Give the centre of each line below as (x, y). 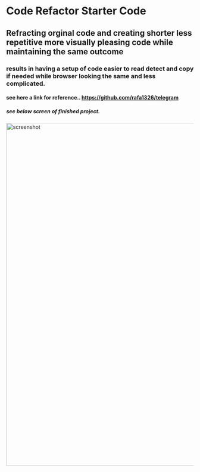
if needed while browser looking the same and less (81, 76)
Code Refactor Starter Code (76, 11)
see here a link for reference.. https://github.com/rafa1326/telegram (92, 98)
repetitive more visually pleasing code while (90, 42)
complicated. (26, 83)
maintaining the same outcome (65, 52)
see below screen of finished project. (53, 111)
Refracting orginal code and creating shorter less (99, 33)
